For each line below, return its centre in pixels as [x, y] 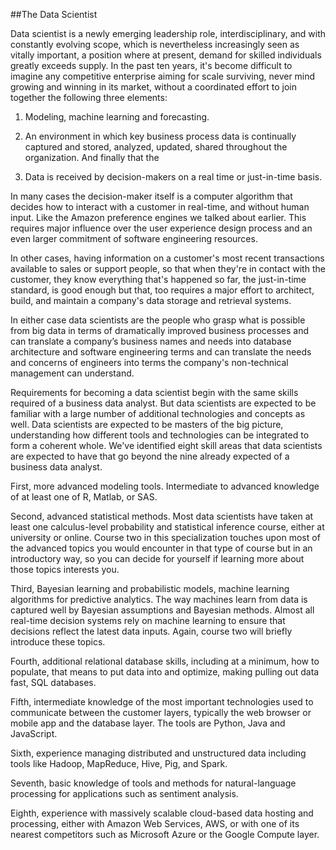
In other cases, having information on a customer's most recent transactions [167, 258]
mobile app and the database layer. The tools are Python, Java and [148, 723]
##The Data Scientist [54, 14]
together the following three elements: [89, 97]
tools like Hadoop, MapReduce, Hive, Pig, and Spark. [119, 763]
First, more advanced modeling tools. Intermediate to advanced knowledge [165, 486]
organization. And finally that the [92, 157]
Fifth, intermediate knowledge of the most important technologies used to [162, 702]
